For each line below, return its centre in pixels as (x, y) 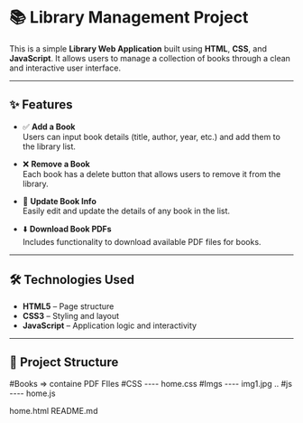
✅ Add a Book (49, 127)
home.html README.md (54, 411)
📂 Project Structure (64, 362)
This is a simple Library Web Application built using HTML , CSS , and (138, 48)
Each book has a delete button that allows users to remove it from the (151, 174)
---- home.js (32, 393)
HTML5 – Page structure (68, 306)
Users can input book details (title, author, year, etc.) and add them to (151, 136)
